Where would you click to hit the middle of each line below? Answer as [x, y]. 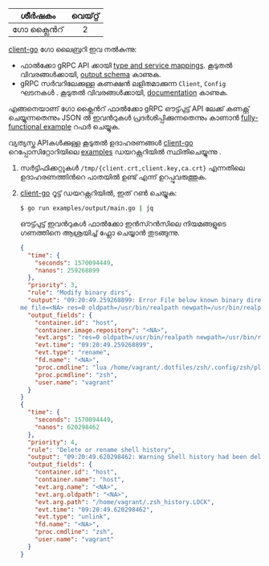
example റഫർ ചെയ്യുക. [82, 127]
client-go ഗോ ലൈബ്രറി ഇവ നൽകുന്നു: [73, 49]
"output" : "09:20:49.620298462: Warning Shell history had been [137, 457]
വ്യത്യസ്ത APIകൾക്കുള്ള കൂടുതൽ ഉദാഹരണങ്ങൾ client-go [101, 143]
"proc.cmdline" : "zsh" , [74, 532]
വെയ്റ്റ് [85, 16]
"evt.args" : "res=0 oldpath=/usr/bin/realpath [114, 338]
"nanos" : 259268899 [67, 270]
